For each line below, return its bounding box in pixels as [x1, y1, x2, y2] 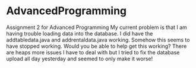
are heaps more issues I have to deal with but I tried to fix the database [6, 48, 180, 56]
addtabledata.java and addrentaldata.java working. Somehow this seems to [6, 36, 190, 43]
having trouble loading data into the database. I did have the [6, 30, 153, 37]
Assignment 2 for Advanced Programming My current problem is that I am [6, 24, 187, 31]
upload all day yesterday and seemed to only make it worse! [6, 55, 153, 62]
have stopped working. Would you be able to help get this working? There [6, 43, 187, 50]
